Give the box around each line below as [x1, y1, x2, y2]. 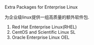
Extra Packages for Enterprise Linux [4, 4, 78, 10]
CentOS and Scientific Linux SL [11, 29, 76, 35]
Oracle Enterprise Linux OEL [11, 34, 70, 40]
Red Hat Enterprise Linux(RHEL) [11, 24, 77, 30]
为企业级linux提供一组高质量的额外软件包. [4, 14, 90, 20]
